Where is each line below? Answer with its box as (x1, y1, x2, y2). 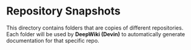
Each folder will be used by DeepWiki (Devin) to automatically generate (6, 30, 186, 37)
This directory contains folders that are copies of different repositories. (6, 24, 184, 31)
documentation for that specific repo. (6, 37, 99, 44)
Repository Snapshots (6, 4, 121, 18)
